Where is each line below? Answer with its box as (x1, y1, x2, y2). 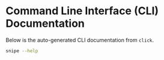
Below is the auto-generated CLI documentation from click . (5, 36, 154, 43)
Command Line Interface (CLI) (5, 4, 159, 18)
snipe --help (5, 48, 38, 54)
